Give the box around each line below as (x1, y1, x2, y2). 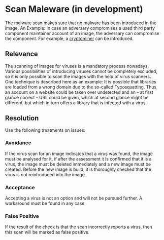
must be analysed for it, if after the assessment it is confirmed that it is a (5, 156, 152, 161)
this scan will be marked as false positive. (5, 229, 90, 235)
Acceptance (5, 184, 35, 191)
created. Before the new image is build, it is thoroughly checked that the (5, 166, 152, 172)
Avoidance (5, 139, 32, 146)
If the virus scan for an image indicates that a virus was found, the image (5, 151, 153, 157)
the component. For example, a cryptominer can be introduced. (5, 36, 134, 41)
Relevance (5, 50, 38, 58)
